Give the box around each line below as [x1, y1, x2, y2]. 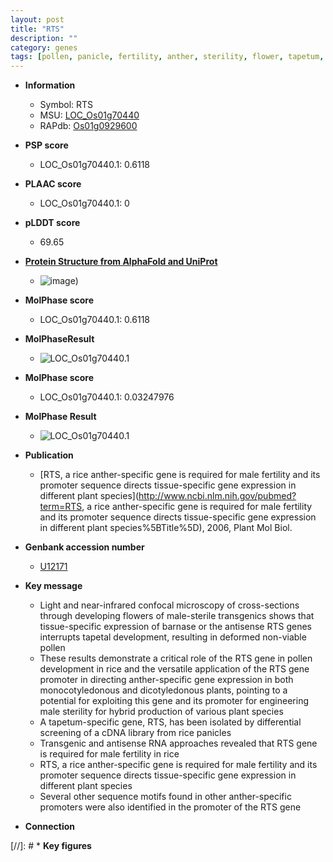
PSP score [24, 139, 69, 151]
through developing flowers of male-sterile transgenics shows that [39, 610, 315, 622]
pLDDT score [24, 217, 81, 229]
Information [24, 79, 76, 91]
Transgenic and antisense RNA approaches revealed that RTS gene [39, 737, 318, 750]
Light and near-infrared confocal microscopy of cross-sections [39, 599, 300, 611]
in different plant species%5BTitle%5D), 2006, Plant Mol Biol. [39, 522, 293, 534]
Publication [24, 449, 74, 461]
